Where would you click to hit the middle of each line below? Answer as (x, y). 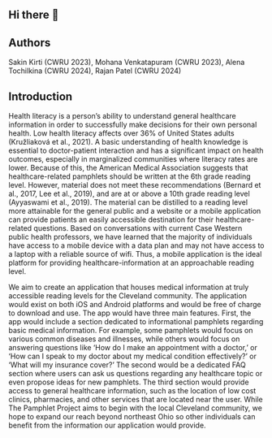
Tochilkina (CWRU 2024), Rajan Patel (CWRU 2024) (95, 71)
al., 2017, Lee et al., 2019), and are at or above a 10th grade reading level (129, 194)
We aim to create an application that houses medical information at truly (129, 287)
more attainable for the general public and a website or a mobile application (135, 211)
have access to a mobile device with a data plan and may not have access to (136, 245)
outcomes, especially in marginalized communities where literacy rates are (133, 159)
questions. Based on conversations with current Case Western (138, 228)
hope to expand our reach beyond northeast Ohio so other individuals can (132, 417)
